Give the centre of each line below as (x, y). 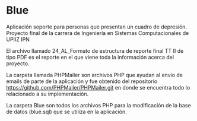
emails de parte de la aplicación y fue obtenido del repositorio (82, 81)
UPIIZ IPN (18, 39)
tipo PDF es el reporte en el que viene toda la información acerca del (90, 57)
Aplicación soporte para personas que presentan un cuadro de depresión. (97, 27)
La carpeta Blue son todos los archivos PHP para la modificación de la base (99, 105)
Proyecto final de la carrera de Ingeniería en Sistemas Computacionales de (98, 33)
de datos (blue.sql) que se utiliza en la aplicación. (67, 112)
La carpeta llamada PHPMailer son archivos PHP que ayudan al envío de (94, 75)
